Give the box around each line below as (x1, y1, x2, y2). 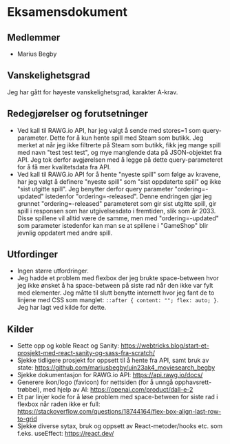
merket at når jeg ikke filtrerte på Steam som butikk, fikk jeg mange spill (17, 140, 221, 149)
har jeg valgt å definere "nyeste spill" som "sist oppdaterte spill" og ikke (17, 177, 222, 186)
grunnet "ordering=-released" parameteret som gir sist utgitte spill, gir (17, 199, 217, 207)
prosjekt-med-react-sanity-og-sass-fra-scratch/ (17, 349, 156, 357)
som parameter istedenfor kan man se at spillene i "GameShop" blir (17, 221, 209, 229)
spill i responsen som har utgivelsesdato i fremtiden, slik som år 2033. (17, 207, 216, 215)
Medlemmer (7, 32, 61, 43)
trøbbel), (17, 385, 42, 394)
